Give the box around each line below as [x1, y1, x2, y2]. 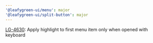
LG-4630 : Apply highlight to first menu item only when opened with [5, 26, 148, 32]
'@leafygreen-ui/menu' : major [5, 7, 70, 13]
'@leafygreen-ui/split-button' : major [5, 12, 88, 17]
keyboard [5, 32, 26, 38]
